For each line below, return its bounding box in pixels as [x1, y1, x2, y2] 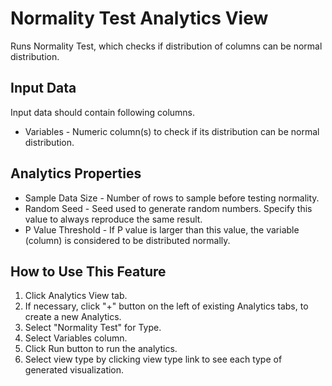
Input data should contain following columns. [10, 106, 196, 118]
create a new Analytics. [24, 311, 122, 323]
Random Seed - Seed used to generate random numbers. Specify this [24, 202, 313, 214]
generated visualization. [24, 364, 125, 376]
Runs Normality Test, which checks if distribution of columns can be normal [10, 40, 323, 52]
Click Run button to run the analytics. [24, 343, 178, 355]
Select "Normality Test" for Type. [24, 322, 162, 334]
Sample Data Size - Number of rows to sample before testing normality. [24, 192, 320, 204]
